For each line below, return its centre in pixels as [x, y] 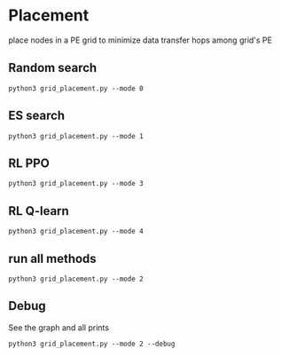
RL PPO [29, 163]
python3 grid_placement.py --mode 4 [76, 232]
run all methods [52, 258]
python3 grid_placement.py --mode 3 [76, 184]
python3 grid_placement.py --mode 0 [76, 88]
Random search [53, 68]
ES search [37, 116]
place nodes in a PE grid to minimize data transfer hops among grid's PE [140, 40]
